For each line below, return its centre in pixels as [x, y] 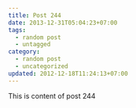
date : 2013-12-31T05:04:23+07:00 [63, 23]
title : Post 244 [35, 15]
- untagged [33, 45]
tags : [17, 30]
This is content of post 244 [52, 95]
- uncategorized [42, 67]
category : [24, 52]
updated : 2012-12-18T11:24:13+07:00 [68, 74]
